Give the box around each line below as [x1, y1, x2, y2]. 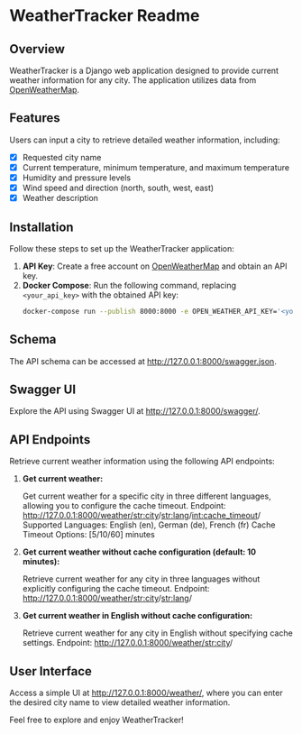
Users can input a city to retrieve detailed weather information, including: [9, 134, 281, 145]
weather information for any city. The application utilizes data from [9, 75, 257, 86]
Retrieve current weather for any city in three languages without [22, 573, 261, 584]
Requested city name [22, 151, 102, 162]
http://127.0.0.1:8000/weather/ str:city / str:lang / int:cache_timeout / [22, 510, 261, 521]
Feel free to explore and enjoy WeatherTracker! [9, 714, 184, 726]
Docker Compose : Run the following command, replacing [22, 280, 237, 290]
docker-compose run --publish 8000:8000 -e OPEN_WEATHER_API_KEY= [22, 307, 278, 316]
